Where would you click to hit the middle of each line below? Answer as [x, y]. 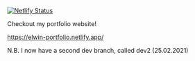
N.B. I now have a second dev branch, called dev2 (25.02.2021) [98, 50]
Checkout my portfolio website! [52, 24]
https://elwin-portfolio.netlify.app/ [56, 37]
